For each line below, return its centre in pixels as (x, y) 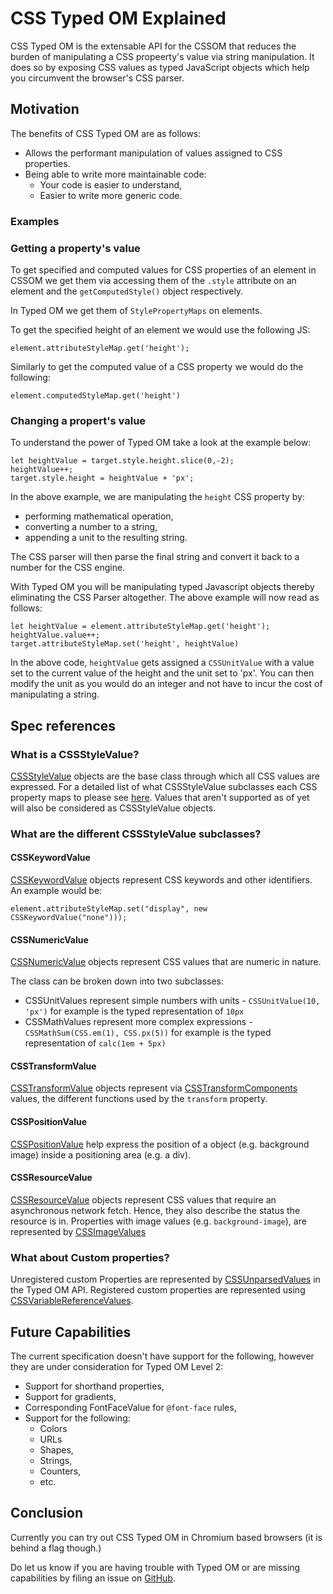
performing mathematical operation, (99, 516)
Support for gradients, (70, 1396)
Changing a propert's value (78, 420)
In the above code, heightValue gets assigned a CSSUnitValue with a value (162, 663)
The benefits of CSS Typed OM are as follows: (106, 133)
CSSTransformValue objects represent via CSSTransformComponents (154, 1088)
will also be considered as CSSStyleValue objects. (113, 808)
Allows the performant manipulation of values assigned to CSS (153, 153)
